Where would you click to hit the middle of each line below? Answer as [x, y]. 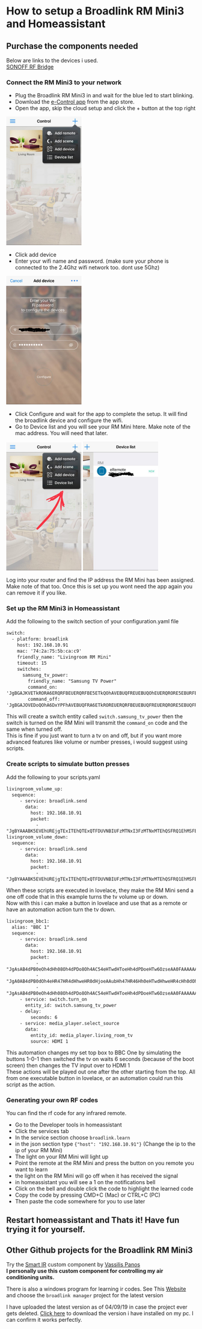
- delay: [31, 1011]
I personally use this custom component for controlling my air [85, 1271]
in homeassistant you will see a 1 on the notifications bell [85, 1182]
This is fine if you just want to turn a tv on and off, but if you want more [94, 736]
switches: [29, 669]
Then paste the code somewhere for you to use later [80, 1202]
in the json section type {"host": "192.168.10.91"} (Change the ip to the [105, 1144]
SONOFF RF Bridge [30, 67]
